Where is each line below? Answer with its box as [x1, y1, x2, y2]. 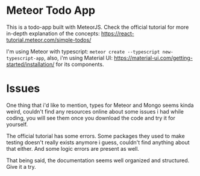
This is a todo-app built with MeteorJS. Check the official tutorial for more [6, 23, 189, 31]
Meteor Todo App [6, 4, 95, 17]
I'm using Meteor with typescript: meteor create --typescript [6, 47, 160, 55]
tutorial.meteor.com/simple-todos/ [6, 36, 92, 43]
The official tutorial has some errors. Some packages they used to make [6, 132, 185, 139]
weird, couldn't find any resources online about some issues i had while [6, 108, 184, 115]
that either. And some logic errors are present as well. [6, 145, 140, 152]
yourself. [6, 121, 28, 128]
